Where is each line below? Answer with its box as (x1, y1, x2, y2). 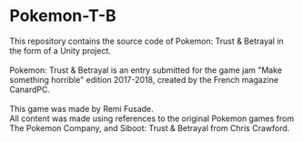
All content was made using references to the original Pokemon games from (9, 113, 294, 124)
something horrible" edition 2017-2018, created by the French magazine (9, 74, 279, 85)
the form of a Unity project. (9, 45, 112, 56)
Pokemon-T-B (9, 5, 116, 26)
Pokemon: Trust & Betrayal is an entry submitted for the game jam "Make (9, 65, 283, 76)
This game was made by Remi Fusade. (9, 103, 155, 114)
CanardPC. (9, 84, 51, 95)
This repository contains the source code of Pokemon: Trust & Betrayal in (9, 35, 284, 46)
